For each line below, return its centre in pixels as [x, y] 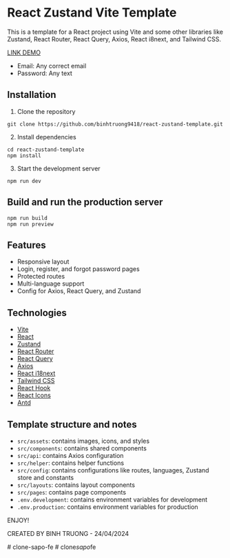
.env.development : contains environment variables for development [112, 499]
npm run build [28, 218]
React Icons [34, 395]
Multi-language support [51, 283]
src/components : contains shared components [82, 448]
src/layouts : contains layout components [76, 485]
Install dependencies [47, 137]
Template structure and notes [72, 425]
